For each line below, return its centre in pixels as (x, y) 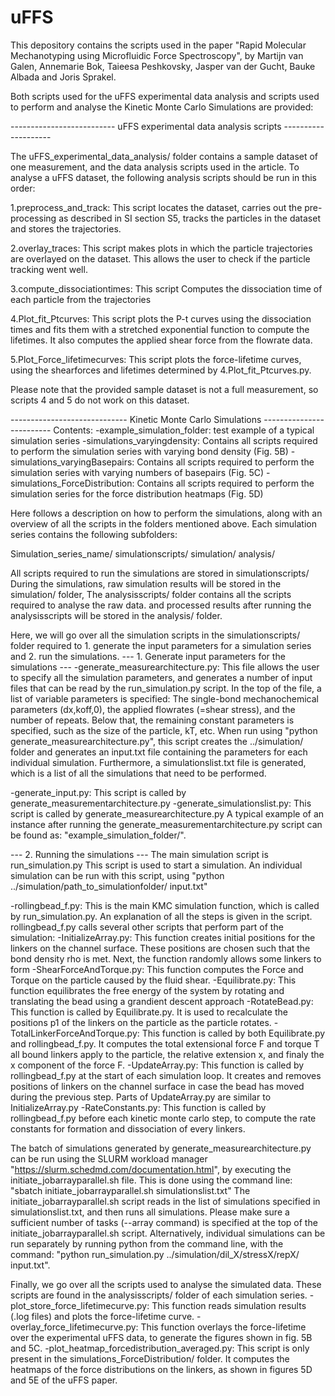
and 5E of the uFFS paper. (64, 1380)
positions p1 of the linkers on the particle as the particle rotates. (141, 1022)
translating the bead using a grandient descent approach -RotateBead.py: (162, 1001)
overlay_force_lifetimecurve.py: (74, 1327)
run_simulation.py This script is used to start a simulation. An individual (156, 865)
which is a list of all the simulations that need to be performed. (138, 773)
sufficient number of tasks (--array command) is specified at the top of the (164, 1222)
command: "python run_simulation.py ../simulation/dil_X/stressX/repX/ (155, 1254)
